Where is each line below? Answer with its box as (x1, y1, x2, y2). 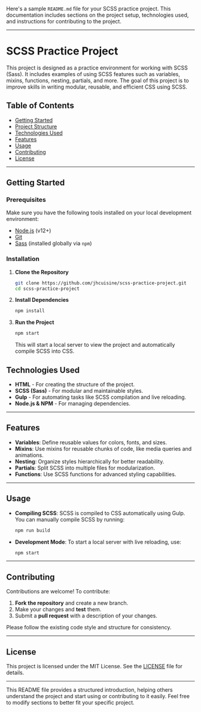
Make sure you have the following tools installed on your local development (6, 209, 192, 216)
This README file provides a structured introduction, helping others (6, 686, 173, 693)
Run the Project (14, 319, 54, 326)
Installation (6, 254, 40, 263)
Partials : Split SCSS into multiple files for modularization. (14, 464, 156, 471)
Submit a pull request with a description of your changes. (14, 612, 157, 619)
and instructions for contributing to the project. (6, 18, 121, 25)
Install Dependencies (14, 296, 69, 304)
